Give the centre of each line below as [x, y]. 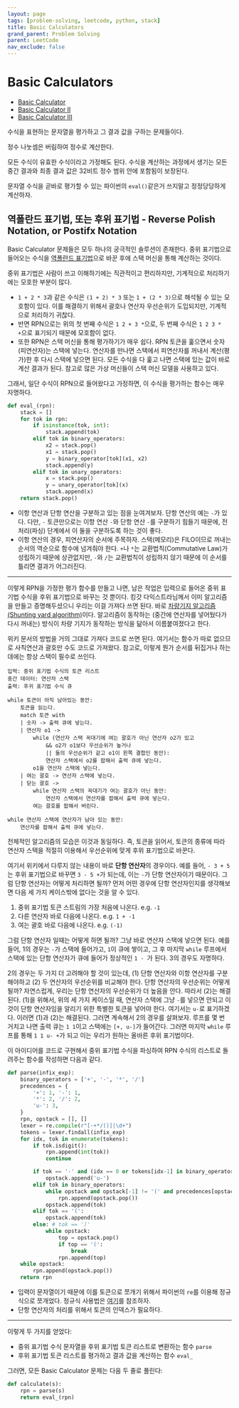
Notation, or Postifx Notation [72, 231]
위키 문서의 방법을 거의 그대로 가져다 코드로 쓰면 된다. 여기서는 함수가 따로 [110, 638]
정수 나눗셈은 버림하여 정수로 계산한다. [60, 147]
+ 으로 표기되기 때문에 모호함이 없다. [67, 332]
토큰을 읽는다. [38, 708]
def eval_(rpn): [31, 406]
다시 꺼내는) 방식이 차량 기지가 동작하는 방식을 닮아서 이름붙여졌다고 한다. [109, 623]
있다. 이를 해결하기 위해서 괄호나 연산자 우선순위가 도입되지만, [122, 306]
